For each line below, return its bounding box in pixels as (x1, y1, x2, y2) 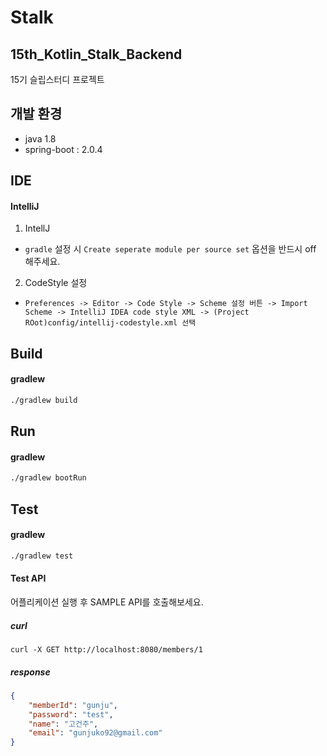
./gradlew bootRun (10, 473, 87, 483)
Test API (10, 572, 47, 585)
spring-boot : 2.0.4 (24, 143, 103, 155)
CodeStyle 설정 (24, 277, 88, 289)
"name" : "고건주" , (28, 719, 99, 729)
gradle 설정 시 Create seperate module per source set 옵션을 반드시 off (24, 243, 317, 255)
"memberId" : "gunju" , (28, 700, 118, 710)
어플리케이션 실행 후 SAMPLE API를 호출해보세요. (10, 596, 204, 608)
